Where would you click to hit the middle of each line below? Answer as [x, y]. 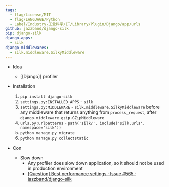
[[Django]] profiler [39, 76]
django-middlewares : [27, 48]
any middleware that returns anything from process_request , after [88, 112]
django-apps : [19, 38]
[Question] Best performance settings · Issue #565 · [82, 174]
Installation [24, 86]
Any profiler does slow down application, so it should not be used [96, 163]
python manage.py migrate [47, 133]
